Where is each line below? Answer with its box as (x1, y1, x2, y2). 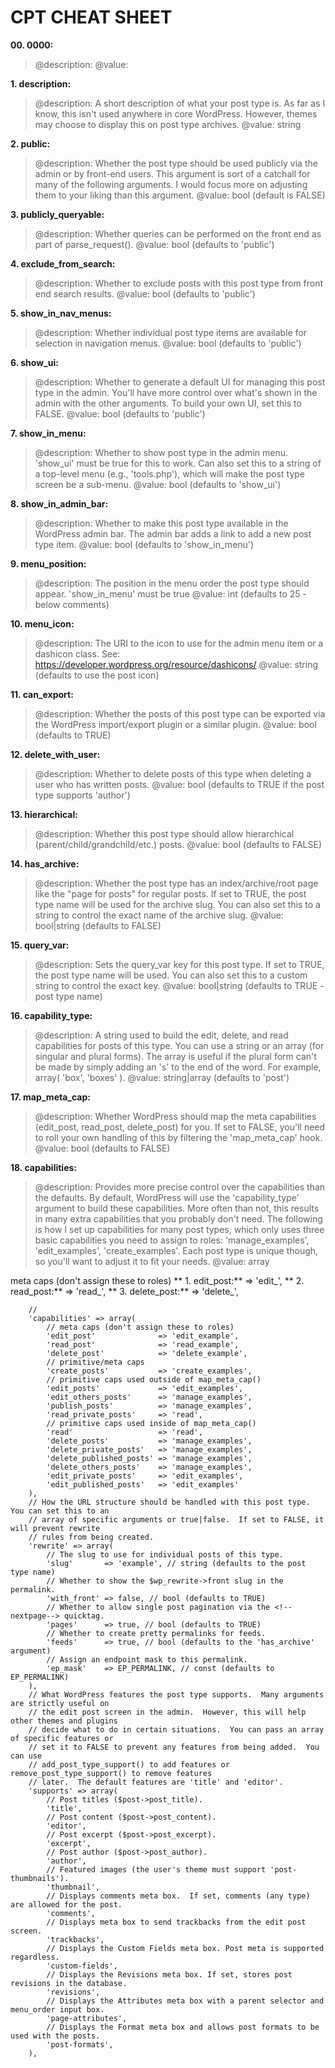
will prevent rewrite (10, 1523, 101, 1533)
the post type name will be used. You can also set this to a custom (34, 969, 308, 981)
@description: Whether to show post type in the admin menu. (34, 446, 288, 458)
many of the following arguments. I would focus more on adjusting (34, 178, 308, 190)
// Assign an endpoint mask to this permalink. (46, 1654, 248, 1665)
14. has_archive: (10, 857, 80, 870)
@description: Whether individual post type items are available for (34, 326, 308, 338)
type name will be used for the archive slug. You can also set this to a (34, 898, 321, 910)
